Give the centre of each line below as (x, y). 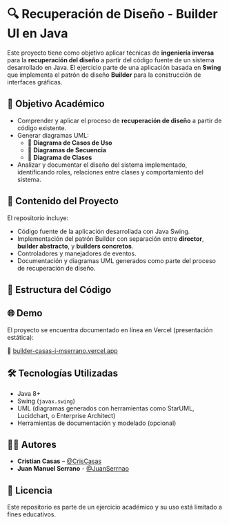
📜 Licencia (30, 490)
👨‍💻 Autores (32, 444)
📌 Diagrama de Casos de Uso (70, 143)
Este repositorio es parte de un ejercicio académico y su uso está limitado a (115, 507)
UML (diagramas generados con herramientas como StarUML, (106, 408)
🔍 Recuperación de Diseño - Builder (113, 14)
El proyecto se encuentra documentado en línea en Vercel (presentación (110, 329)
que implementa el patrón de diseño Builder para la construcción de (104, 75)
